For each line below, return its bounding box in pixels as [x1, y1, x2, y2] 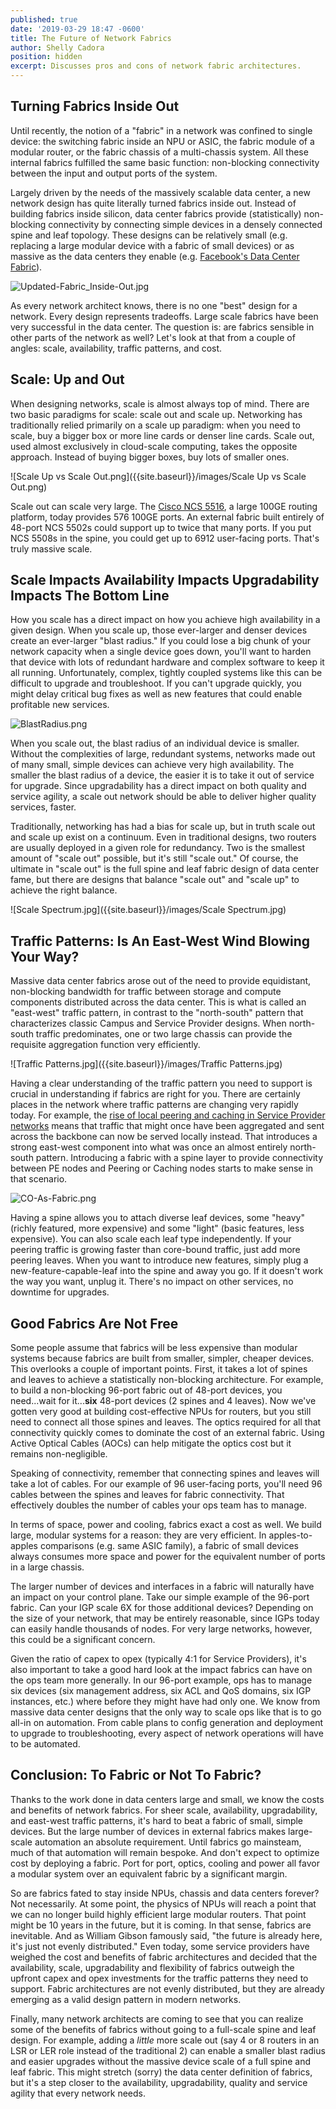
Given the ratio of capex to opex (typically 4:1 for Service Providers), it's [10, 1653, 307, 1665]
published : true [10, 14, 78, 25]
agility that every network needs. [10, 2087, 146, 2099]
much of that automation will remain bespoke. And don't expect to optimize [10, 1846, 320, 1858]
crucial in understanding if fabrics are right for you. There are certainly [10, 1088, 301, 1100]
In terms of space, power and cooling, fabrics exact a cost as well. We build [10, 1519, 322, 1531]
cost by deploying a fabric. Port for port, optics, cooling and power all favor [10, 1857, 320, 1869]
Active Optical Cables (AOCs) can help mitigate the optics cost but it [10, 1437, 292, 1450]
